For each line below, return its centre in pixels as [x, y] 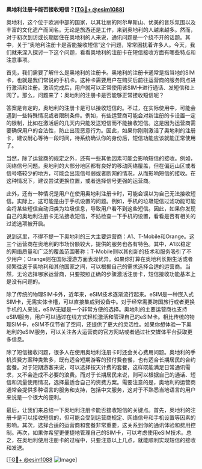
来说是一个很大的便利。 [35, 397]
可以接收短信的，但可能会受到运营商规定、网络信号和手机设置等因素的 [109, 418]
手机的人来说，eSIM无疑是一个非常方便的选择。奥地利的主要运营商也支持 [97, 309]
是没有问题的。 [25, 281]
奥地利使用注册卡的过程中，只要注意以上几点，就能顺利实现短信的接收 [109, 440]
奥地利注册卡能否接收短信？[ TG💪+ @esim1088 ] [66, 9]
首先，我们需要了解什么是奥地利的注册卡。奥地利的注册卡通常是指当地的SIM [101, 72]
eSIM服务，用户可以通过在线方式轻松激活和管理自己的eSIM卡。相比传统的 [98, 317]
